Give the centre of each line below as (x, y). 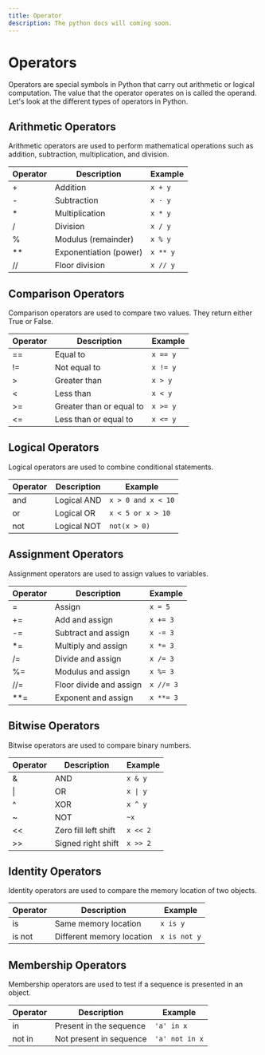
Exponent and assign (94, 697)
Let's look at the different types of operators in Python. (98, 101)
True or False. (31, 322)
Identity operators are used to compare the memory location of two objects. (132, 891)
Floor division (80, 266)
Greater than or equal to (99, 406)
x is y (173, 924)
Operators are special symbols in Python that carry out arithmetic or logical (131, 85)
